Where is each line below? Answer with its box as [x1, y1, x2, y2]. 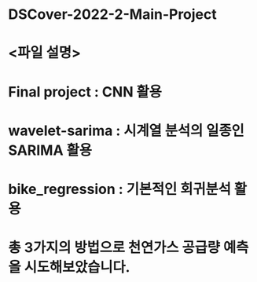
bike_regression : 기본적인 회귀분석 [8, 180, 232, 198]
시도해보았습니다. [24, 258, 130, 277]
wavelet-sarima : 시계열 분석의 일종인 [8, 122, 245, 139]
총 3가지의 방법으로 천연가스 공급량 [8, 239, 220, 257]
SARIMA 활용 [8, 141, 93, 159]
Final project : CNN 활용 [8, 82, 163, 101]
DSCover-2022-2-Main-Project [8, 5, 218, 24]
